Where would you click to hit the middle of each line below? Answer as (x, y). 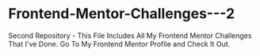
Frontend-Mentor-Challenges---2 (122, 14)
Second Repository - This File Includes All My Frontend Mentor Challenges (130, 35)
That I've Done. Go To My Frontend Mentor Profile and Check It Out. (119, 43)
